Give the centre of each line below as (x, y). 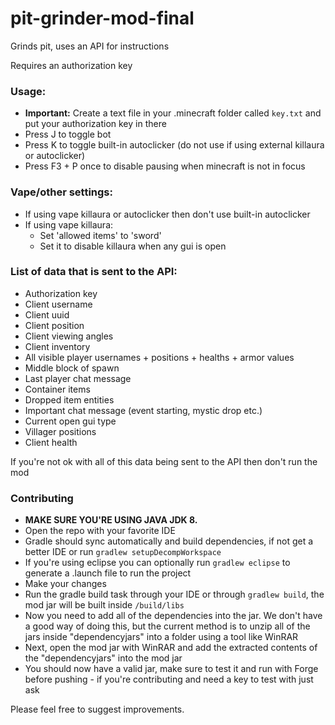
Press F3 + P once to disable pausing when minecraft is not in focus (165, 166)
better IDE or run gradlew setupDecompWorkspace (123, 552)
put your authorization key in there (95, 124)
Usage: (28, 91)
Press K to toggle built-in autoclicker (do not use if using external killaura (174, 145)
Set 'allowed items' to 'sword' (100, 235)
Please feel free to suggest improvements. (97, 709)
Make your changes (65, 584)
